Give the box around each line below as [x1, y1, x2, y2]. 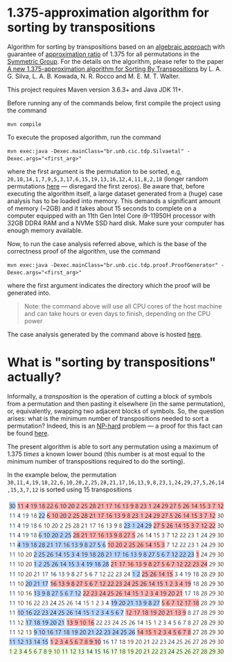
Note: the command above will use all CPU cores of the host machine [24, 302, 222, 310]
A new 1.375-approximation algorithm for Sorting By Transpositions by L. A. [7, 64, 222, 73]
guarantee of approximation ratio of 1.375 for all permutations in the [7, 50, 200, 58]
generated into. [7, 288, 51, 297]
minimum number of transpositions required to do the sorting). [7, 457, 186, 465]
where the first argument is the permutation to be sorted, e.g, [7, 167, 182, 175]
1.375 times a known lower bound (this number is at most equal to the [7, 449, 206, 458]
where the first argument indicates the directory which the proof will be [7, 281, 211, 289]
